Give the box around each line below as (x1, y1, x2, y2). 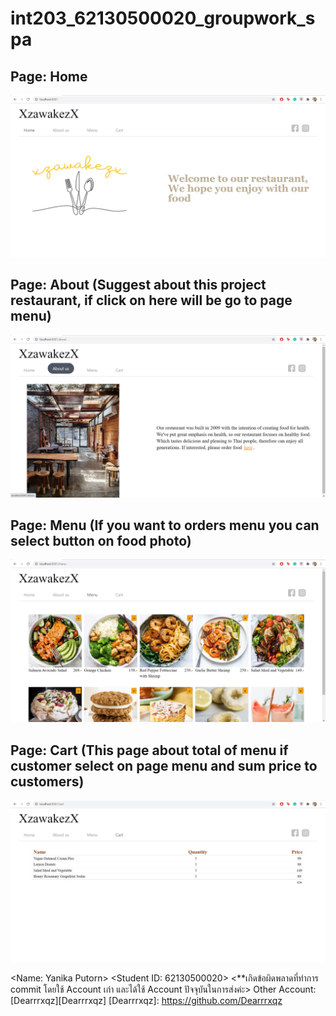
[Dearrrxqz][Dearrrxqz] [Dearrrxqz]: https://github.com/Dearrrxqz (10, 994, 283, 1006)
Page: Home (10, 68, 88, 85)
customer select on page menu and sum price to (10, 757, 318, 774)
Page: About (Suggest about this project (10, 277, 267, 294)
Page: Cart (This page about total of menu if (10, 742, 289, 759)
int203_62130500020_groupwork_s (10, 7, 316, 30)
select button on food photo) (10, 532, 192, 549)
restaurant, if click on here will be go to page (10, 292, 293, 309)
